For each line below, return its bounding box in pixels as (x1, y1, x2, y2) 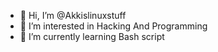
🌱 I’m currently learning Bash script (19, 31, 165, 42)
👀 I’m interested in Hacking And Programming (19, 20, 208, 32)
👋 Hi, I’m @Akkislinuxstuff (19, 10, 127, 21)
